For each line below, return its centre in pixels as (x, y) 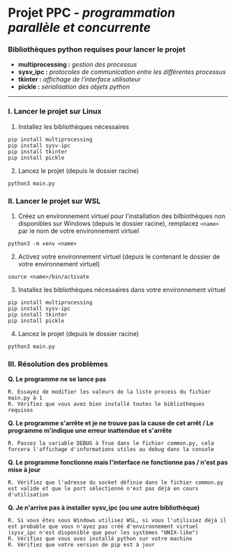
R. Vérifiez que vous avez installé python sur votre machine (100, 539)
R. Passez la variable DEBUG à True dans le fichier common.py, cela (111, 443)
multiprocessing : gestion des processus (77, 65)
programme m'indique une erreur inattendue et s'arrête (90, 431)
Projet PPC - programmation (92, 13)
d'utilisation (29, 495)
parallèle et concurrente (79, 28)
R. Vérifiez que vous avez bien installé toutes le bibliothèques (106, 404)
